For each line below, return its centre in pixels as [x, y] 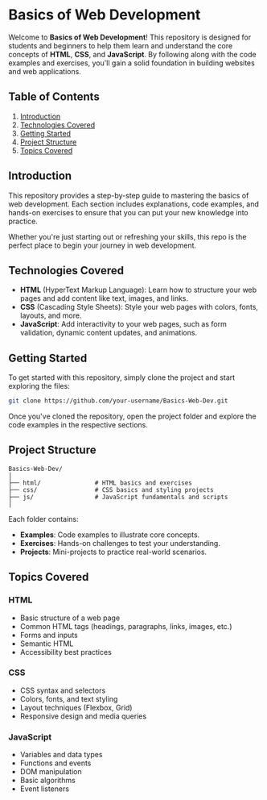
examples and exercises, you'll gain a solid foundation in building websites [131, 63]
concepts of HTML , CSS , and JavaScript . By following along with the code [132, 54]
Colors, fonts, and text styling [69, 698]
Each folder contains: [43, 519]
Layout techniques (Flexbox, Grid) [76, 707]
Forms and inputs [49, 635]
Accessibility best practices [66, 652]
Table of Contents [54, 97]
